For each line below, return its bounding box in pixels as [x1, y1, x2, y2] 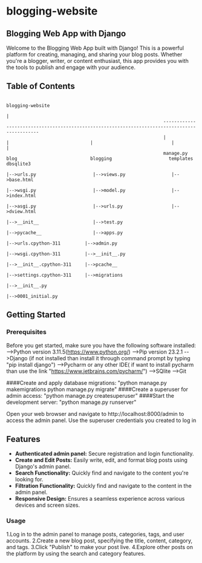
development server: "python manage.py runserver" [6, 398, 137, 406]
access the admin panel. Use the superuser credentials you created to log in [6, 416, 197, 424]
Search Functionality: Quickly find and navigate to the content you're [15, 469, 189, 476]
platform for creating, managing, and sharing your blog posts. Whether [6, 51, 183, 58]
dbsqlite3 [6, 160, 31, 167]
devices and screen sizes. [15, 501, 80, 509]
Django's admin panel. [15, 463, 71, 470]
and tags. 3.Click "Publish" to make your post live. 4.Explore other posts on [6, 543, 194, 550]
